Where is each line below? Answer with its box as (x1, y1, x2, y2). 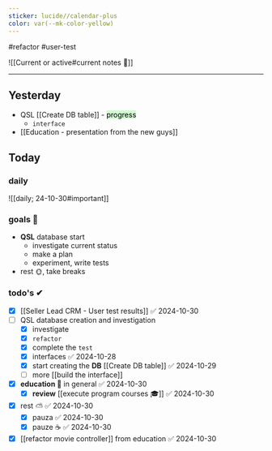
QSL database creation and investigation (19, 315, 156, 324)
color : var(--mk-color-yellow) (8, 19, 114, 28)
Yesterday (8, 88, 62, 102)
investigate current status (32, 241, 118, 251)
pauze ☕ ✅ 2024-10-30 (32, 423, 112, 432)
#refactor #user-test (8, 41, 77, 51)
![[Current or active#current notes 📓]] (8, 58, 134, 67)
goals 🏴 (8, 213, 39, 225)
